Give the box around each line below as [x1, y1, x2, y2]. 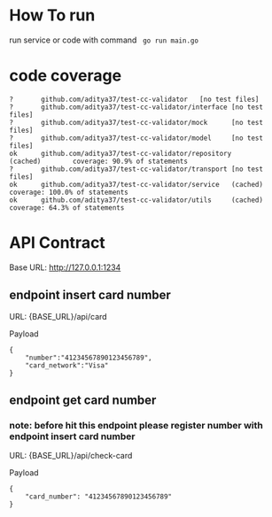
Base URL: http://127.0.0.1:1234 [9, 262, 121, 273]
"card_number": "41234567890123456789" [25, 492, 173, 501]
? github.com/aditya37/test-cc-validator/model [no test [9, 134, 264, 143]
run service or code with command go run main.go [9, 35, 199, 45]
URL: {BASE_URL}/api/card [9, 311, 108, 321]
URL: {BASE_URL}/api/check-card [9, 451, 133, 461]
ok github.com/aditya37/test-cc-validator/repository [9, 149, 232, 158]
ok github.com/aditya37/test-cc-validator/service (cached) [9, 180, 264, 189]
